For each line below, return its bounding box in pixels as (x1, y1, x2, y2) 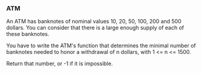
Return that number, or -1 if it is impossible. (6, 60, 113, 67)
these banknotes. (6, 31, 49, 38)
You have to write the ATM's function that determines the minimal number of (6, 42, 196, 49)
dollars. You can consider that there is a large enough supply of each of (6, 24, 185, 31)
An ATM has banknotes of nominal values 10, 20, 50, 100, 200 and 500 (6, 18, 182, 25)
